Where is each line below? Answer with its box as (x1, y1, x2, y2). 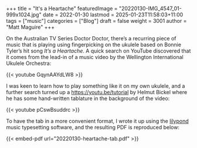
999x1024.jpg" (6, 11, 42, 18)
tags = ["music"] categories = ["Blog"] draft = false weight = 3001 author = (6, 18, 187, 24)
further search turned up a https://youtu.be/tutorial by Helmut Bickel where (6, 89, 188, 95)
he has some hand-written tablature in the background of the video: (6, 95, 170, 102)
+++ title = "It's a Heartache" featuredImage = (6, 5, 118, 12)
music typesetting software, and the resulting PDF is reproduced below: (6, 124, 180, 130)
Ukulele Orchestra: (6, 60, 52, 67)
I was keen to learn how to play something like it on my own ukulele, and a (6, 82, 185, 90)
